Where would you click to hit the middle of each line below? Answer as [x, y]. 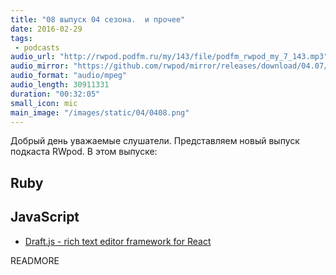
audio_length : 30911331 [60, 85]
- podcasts [37, 47]
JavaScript [45, 217]
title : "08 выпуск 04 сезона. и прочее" [98, 19]
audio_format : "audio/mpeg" [69, 76]
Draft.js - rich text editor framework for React [118, 241]
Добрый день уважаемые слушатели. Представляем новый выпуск [155, 141]
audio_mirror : [40, 66]
